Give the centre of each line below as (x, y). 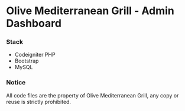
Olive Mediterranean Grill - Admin (90, 11)
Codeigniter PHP (35, 55)
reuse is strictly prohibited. (39, 102)
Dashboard (34, 23)
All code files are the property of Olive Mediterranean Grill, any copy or (92, 95)
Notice (16, 83)
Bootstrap (27, 61)
